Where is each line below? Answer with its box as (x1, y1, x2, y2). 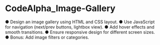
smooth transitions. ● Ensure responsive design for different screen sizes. (5, 29, 155, 35)
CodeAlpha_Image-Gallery (5, 3, 116, 14)
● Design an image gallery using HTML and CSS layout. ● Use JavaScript (5, 19, 155, 25)
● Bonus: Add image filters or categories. (5, 34, 90, 40)
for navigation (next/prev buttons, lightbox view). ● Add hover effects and (5, 24, 155, 30)
